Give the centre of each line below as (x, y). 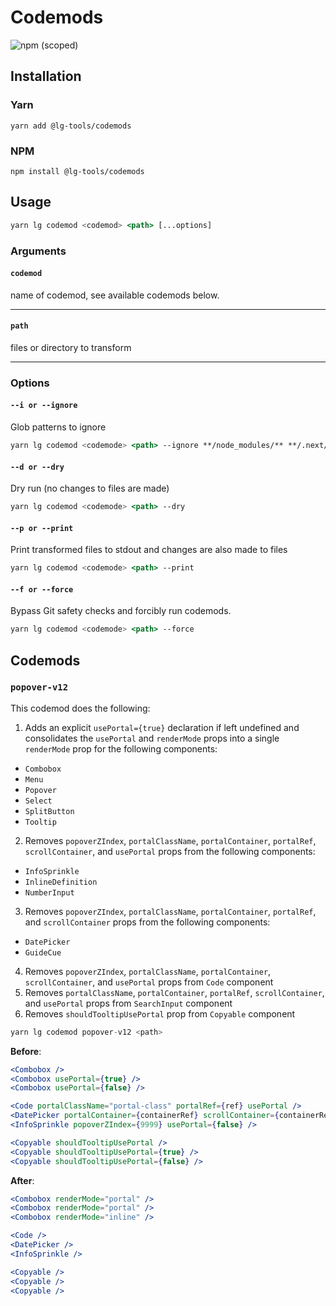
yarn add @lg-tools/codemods (71, 126)
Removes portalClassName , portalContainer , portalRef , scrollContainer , (174, 992)
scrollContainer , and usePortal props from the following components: (170, 851)
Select (38, 801)
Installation (46, 76)
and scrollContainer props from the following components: (147, 922)
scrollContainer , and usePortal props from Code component (149, 982)
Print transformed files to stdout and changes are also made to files (149, 550)
